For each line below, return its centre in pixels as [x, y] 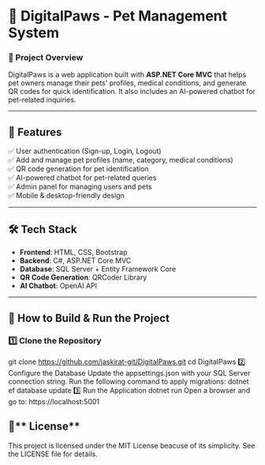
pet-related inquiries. [42, 100]
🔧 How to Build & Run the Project [89, 318]
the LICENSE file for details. [53, 454]
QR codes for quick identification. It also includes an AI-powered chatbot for [132, 92]
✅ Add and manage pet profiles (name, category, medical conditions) [121, 160]
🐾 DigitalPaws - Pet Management [118, 16]
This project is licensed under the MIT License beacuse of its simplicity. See [132, 445]
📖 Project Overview [46, 58]
